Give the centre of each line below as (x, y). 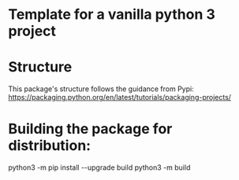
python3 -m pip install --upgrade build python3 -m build (99, 167)
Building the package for (90, 129)
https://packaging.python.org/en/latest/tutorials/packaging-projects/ (119, 97)
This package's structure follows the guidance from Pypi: (101, 89)
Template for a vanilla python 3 (112, 15)
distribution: (50, 146)
